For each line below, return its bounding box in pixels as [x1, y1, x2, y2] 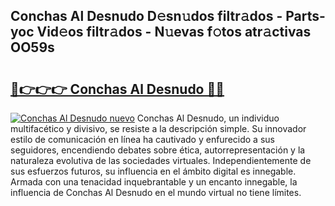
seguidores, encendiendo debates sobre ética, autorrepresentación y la [10, 144, 306, 156]
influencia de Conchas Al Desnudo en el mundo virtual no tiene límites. [10, 187, 302, 198]
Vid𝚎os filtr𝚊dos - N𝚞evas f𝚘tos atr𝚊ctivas [36, 24, 312, 41]
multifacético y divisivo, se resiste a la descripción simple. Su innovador [10, 123, 307, 134]
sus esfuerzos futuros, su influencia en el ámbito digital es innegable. [10, 165, 297, 177]
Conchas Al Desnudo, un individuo [136, 112, 280, 124]
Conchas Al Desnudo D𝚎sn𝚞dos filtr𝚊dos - [10, 8, 283, 25]
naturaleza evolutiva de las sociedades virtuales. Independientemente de [10, 155, 312, 166]
